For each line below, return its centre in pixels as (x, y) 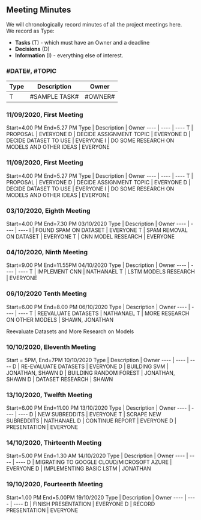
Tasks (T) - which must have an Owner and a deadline (82, 42)
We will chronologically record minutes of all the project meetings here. (94, 24)
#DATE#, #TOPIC (31, 70)
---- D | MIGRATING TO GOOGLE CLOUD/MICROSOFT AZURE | (94, 462)
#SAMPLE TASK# (54, 97)
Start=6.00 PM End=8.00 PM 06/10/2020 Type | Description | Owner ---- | (98, 307)
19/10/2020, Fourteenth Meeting (55, 484)
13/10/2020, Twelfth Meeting (49, 395)
